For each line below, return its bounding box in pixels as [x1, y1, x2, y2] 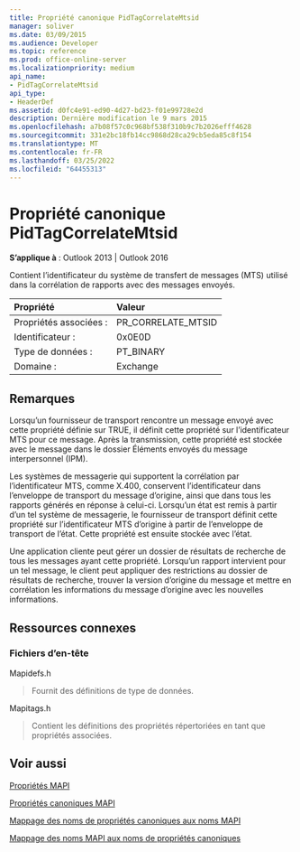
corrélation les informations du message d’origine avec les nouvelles [9, 585, 264, 595]
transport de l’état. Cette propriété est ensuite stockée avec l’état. [9, 529, 252, 539]
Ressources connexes [9, 620, 137, 635]
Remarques [9, 390, 76, 407]
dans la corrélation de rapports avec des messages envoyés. [9, 279, 236, 290]
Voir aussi [9, 756, 67, 772]
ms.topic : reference [9, 47, 87, 56]
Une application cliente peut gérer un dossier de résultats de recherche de [9, 546, 286, 557]
